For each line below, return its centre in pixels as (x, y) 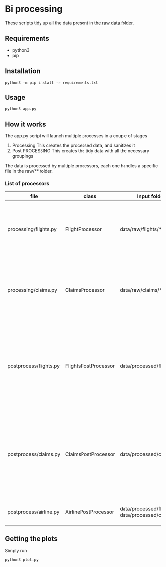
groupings (23, 156)
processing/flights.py (32, 229)
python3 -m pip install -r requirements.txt (52, 83)
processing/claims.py (33, 290)
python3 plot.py (22, 560)
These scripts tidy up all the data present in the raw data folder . (70, 23)
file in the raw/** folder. (29, 171)
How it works (26, 124)
